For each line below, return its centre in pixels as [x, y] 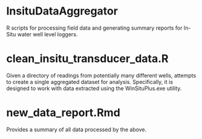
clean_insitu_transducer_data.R [87, 59]
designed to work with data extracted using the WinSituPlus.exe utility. [94, 88]
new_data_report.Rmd [64, 113]
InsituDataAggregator [62, 11]
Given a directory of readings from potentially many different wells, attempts [101, 75]
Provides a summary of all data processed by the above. [77, 129]
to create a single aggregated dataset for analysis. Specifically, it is [90, 82]
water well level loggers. [47, 34]
